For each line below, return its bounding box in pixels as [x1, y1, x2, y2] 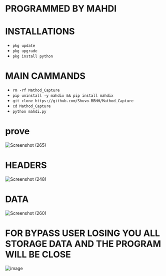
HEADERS [5, 160, 47, 171]
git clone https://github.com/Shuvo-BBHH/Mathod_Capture [12, 98, 134, 104]
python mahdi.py [12, 109, 46, 114]
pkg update [12, 43, 35, 48]
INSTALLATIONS [5, 26, 75, 37]
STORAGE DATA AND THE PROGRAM [5, 238, 161, 250]
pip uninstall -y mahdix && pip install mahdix [12, 93, 113, 98]
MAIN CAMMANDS [5, 70, 86, 82]
